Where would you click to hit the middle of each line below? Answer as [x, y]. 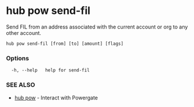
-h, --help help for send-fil [51, 70]
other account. [24, 33]
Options [17, 58]
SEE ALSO [21, 85]
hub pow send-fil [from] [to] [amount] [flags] [65, 44]
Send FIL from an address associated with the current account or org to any [97, 27]
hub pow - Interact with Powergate [56, 98]
